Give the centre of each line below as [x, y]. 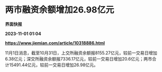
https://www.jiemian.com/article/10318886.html [55, 43]
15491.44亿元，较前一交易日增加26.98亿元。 [53, 65]
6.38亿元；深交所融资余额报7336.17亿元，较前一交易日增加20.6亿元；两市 [79, 59]
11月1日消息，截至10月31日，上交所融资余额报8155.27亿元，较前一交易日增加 [81, 53]
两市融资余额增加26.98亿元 [60, 10]
